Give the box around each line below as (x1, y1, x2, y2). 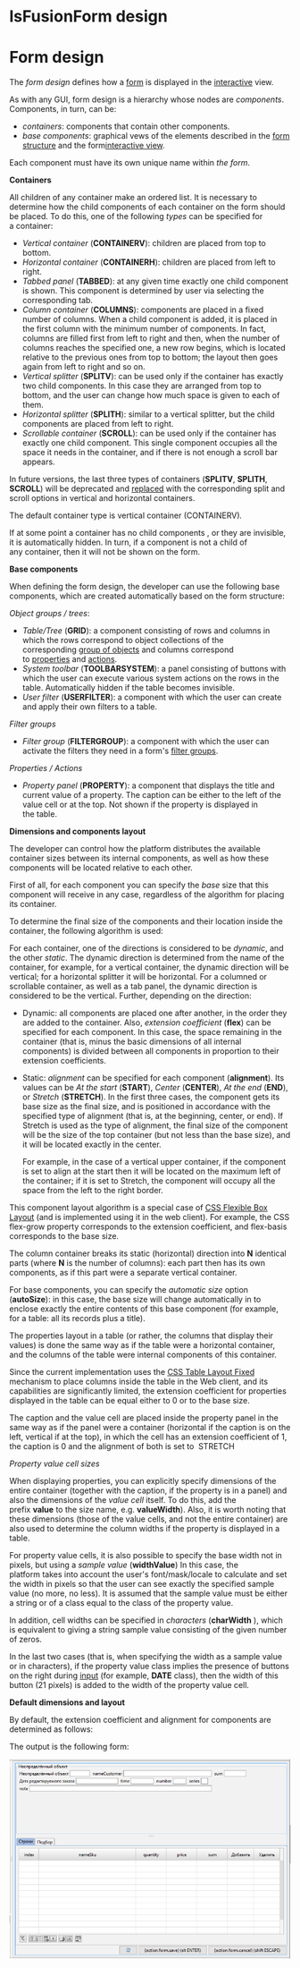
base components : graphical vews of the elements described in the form (21, 131, 290, 141)
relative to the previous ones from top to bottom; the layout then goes (21, 352, 279, 363)
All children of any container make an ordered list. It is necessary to (9, 192, 257, 203)
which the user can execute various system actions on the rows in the (21, 673, 279, 683)
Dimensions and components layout (9, 826, 146, 837)
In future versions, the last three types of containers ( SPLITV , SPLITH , (9, 474, 268, 485)
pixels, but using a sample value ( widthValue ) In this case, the (9, 1559, 239, 1571)
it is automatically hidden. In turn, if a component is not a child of (9, 537, 248, 547)
